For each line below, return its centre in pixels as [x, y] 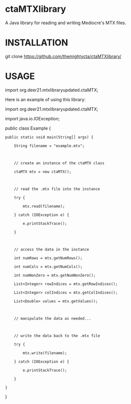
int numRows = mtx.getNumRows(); [48, 258]
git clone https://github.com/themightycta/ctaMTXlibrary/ [63, 56]
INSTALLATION [36, 43]
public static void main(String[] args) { [49, 137]
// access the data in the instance [52, 249]
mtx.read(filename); [44, 206]
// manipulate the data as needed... [53, 318]
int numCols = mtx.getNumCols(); [48, 267]
